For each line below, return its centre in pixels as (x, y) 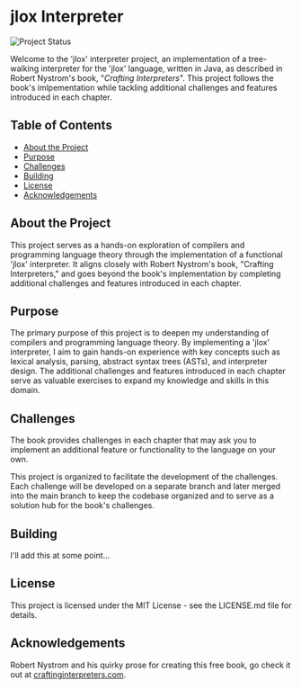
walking (25, 68)
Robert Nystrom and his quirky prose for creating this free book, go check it (150, 665)
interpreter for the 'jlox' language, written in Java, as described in (162, 68)
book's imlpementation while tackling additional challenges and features (144, 87)
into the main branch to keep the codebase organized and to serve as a (142, 496)
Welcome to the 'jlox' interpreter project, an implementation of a (128, 58)
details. (24, 614)
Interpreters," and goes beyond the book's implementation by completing (146, 273)
